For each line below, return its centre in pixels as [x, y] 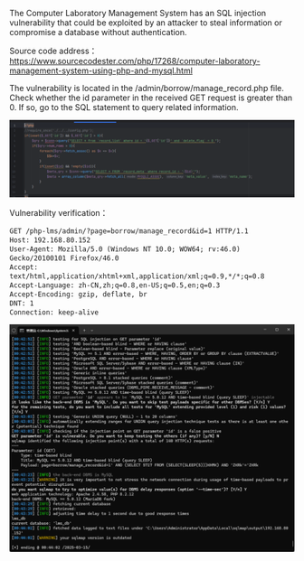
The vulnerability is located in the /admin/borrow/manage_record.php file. [147, 88]
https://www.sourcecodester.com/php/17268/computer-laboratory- [135, 61]
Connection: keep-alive [54, 312]
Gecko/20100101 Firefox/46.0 [64, 258]
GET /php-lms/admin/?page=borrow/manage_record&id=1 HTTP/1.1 [129, 231]
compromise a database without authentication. [98, 32]
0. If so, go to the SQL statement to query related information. [124, 107]
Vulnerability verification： [59, 212]
